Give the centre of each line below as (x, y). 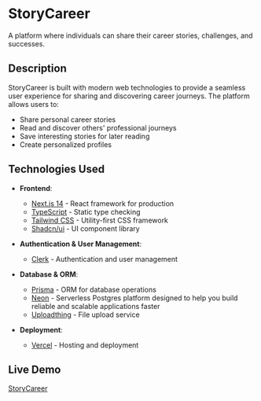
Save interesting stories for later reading (85, 136)
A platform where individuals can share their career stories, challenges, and (130, 35)
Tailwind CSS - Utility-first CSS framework (100, 220)
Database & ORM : (49, 274)
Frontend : (36, 188)
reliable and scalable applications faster (96, 306)
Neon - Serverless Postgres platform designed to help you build (134, 298)
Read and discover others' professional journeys (98, 127)
